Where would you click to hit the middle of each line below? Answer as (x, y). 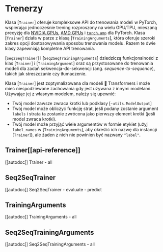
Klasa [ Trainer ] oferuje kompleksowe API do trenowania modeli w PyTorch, (81, 22)
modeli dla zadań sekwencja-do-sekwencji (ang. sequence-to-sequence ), (80, 68)
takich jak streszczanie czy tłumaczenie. (46, 73)
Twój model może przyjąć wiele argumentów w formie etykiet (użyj (80, 124)
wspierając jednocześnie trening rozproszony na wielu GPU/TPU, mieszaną (81, 27)
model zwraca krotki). (34, 119)
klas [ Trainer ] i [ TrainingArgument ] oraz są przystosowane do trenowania (79, 63)
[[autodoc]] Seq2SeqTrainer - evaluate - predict (54, 189)
